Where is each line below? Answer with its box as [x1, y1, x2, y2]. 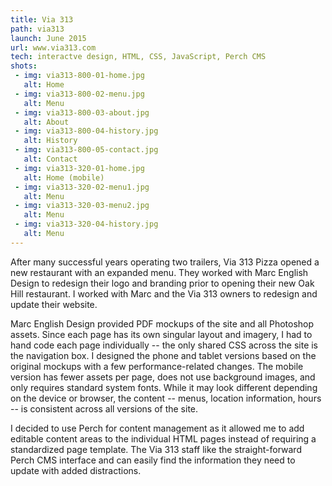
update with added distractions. [10, 464, 142, 476]
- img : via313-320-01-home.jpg [14, 163, 145, 173]
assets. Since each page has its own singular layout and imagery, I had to [10, 328, 313, 340]
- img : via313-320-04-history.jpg [14, 219, 159, 230]
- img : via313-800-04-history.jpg [14, 126, 159, 136]
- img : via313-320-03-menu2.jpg [14, 201, 150, 211]
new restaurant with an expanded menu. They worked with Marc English [10, 266, 309, 278]
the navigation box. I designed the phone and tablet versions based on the [10, 349, 317, 361]
